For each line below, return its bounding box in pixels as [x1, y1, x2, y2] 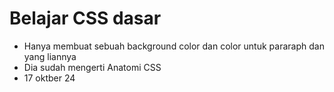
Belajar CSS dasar [9, 7, 162, 30]
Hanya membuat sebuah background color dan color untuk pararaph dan [23, 40, 325, 52]
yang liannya [23, 50, 77, 62]
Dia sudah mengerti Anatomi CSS [23, 61, 162, 73]
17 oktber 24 [23, 72, 76, 84]
